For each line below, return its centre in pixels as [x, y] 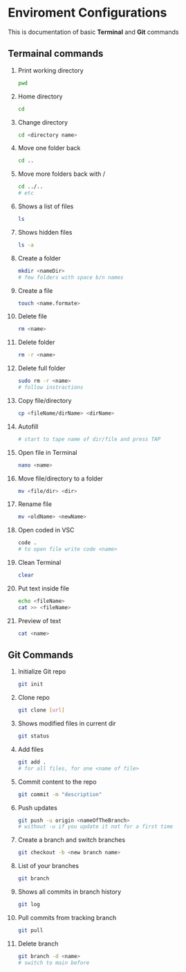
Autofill [28, 426]
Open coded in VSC [46, 530]
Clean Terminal [39, 562]
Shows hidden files [45, 232]
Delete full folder [41, 368]
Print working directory [50, 70]
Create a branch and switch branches [72, 840]
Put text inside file [44, 588]
